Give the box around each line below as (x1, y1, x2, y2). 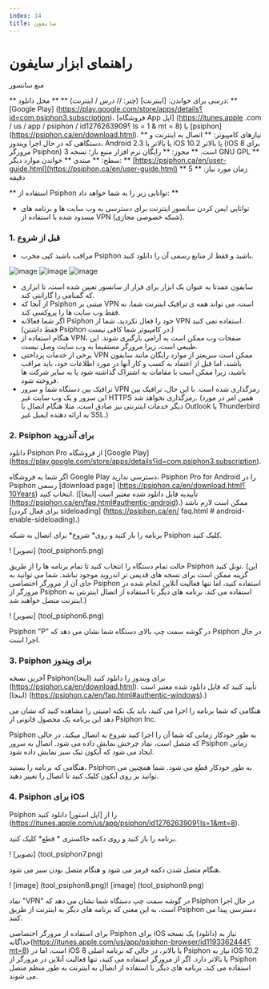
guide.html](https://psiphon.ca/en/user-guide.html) (9, 164, 179, 173)
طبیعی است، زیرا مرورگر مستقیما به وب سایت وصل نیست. (20, 341, 199, 351)
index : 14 (9, 11, 42, 20)
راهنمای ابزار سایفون (9, 54, 133, 72)
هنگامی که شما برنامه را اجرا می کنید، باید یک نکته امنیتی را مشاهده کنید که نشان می (9, 706, 261, 715)
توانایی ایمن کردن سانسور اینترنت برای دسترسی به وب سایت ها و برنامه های (20, 204, 250, 214)
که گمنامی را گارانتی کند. (20, 290, 95, 299)
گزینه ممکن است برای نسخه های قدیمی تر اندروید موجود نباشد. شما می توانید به (9, 570, 249, 580)
